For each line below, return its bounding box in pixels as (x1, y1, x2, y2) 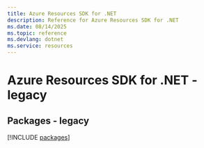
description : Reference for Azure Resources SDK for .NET (7, 17, 179, 24)
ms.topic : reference (7, 29, 68, 37)
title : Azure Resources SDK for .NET (7, 10, 117, 17)
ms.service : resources (7, 42, 73, 49)
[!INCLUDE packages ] (7, 133, 70, 141)
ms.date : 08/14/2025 (7, 23, 68, 30)
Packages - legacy (7, 115, 89, 126)
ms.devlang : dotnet (7, 36, 64, 43)
